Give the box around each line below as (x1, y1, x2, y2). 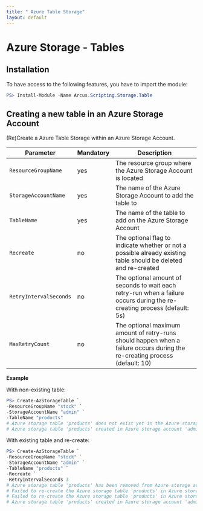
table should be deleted (115, 256, 182, 265)
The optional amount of (115, 274, 182, 282)
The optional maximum (115, 321, 181, 330)
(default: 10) (115, 359, 152, 367)
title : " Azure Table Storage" (6, 8, 85, 15)
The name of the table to (115, 209, 185, 217)
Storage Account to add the (115, 191, 194, 200)
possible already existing (115, 249, 186, 257)
